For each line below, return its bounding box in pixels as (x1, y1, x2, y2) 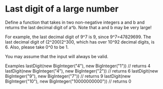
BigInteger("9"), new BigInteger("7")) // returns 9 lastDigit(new (5, 73, 131, 79)
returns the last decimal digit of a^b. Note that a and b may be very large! (5, 24, 152, 30)
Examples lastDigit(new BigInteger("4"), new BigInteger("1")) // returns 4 (5, 63, 151, 69)
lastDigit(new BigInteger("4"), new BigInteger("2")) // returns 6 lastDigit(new (5, 68, 159, 74)
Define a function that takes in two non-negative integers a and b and (5, 19, 145, 25)
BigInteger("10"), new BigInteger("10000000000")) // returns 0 (5, 78, 132, 84)
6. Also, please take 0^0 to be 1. (5, 44, 69, 50)
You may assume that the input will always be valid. (5, 53, 109, 59)
